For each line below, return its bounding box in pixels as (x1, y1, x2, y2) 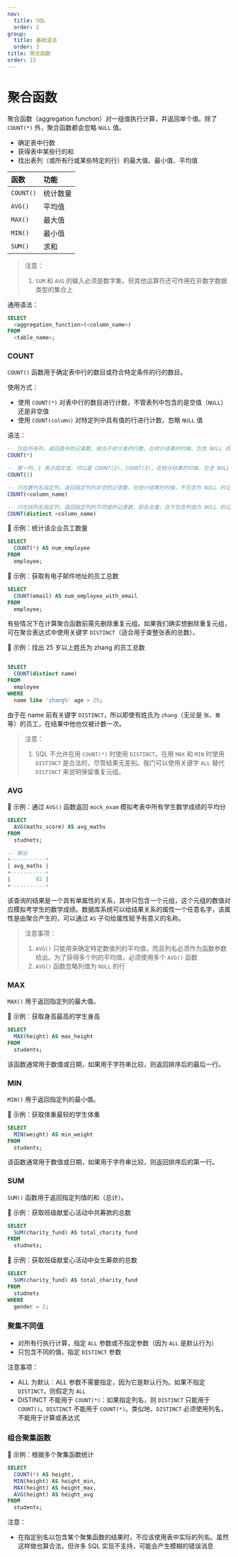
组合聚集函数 (7, 1433, 52, 1443)
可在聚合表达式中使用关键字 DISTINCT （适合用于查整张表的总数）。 (7, 628, 200, 636)
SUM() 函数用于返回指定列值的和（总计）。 (7, 1193, 127, 1201)
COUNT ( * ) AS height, (13, 1471, 74, 1478)
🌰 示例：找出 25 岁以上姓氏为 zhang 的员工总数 (7, 644, 145, 652)
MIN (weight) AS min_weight (13, 1131, 93, 1138)
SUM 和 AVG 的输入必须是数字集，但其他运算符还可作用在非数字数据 (35, 276, 228, 285)
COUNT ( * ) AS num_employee (13, 545, 91, 552)
